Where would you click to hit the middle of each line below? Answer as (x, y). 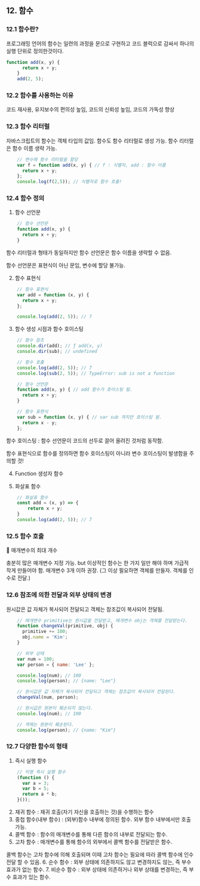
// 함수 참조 (31, 340)
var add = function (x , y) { (53, 295)
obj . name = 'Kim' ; (45, 637)
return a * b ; (40, 794)
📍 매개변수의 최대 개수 (32, 550)
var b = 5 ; (36, 788)
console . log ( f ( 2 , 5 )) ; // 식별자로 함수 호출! (70, 182)
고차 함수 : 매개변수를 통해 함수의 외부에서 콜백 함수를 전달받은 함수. (93, 842)
